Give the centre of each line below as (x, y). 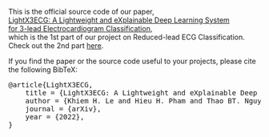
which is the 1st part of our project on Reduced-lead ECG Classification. (127, 37)
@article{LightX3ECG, (51, 85)
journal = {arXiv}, (63, 109)
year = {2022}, (55, 117)
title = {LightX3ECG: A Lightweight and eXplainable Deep (141, 93)
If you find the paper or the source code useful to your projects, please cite (132, 61)
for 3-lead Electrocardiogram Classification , (80, 28)
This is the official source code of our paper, (81, 12)
